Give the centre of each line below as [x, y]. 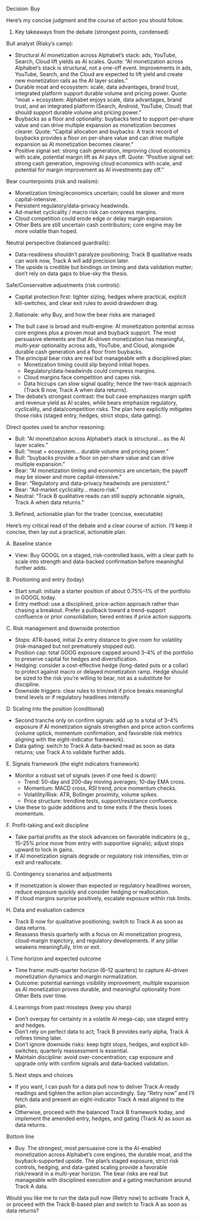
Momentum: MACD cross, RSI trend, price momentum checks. [100, 788]
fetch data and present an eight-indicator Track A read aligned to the [99, 1099]
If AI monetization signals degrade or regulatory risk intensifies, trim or [102, 856]
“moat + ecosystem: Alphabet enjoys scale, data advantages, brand [98, 99]
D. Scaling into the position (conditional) [55, 709]
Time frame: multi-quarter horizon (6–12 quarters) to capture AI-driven [101, 970]
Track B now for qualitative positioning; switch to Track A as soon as [99, 921]
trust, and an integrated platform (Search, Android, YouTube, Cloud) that [104, 106]
